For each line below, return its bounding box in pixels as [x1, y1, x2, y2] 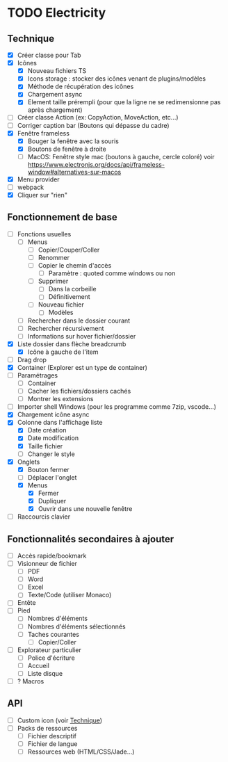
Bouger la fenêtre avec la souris [27, 137, 120, 145]
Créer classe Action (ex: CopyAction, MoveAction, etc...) [17, 113, 179, 122]
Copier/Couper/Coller [38, 245, 100, 254]
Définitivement [48, 293, 90, 301]
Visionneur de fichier [17, 560, 78, 567]
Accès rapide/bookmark [17, 551, 87, 560]
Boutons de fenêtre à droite [27, 145, 106, 153]
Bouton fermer [27, 465, 70, 473]
